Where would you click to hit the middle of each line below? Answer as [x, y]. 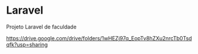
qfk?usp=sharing [27, 45]
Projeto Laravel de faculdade [41, 27]
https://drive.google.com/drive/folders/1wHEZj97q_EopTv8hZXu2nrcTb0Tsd [99, 38]
